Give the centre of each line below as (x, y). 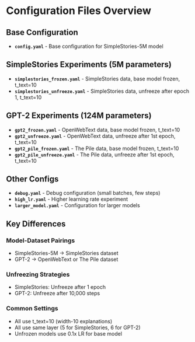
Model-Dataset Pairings (41, 240)
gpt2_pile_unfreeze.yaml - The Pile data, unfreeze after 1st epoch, (94, 154)
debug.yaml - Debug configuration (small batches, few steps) (87, 193)
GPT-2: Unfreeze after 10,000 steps (57, 294)
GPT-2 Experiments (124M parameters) (79, 116)
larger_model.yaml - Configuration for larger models (77, 205)
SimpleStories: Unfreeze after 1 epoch (60, 287)
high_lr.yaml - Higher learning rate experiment (71, 199)
